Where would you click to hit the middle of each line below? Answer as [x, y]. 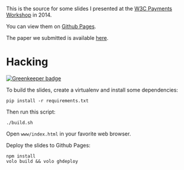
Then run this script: [31, 112]
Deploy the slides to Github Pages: [48, 145]
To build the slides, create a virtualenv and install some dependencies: [92, 90]
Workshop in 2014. [29, 15]
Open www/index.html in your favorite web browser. [69, 134]
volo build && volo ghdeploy [42, 161]
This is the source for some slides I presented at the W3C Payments [89, 9]
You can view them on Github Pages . [51, 26]
